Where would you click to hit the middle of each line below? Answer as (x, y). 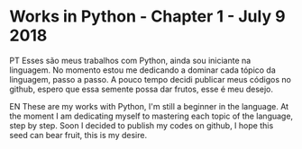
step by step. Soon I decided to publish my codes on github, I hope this (142, 125)
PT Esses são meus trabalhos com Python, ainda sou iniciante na (130, 60)
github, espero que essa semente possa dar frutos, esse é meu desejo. (141, 89)
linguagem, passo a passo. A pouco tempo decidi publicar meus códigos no (150, 79)
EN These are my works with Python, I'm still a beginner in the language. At (149, 106)
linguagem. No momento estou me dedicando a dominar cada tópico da (143, 70)
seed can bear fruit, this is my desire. (78, 135)
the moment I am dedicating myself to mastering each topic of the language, (151, 116)
